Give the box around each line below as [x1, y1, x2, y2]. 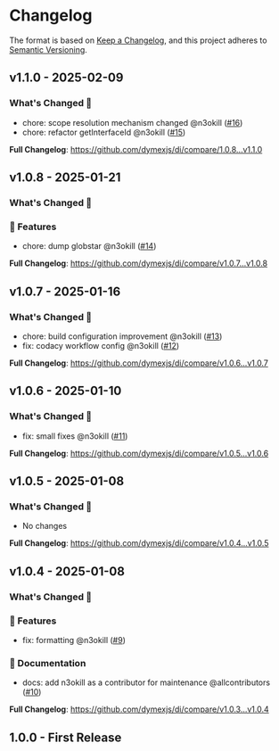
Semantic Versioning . [9, 44, 87, 54]
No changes [21, 521, 68, 532]
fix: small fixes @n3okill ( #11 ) [21, 430, 128, 442]
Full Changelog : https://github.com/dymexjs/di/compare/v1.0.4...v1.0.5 [9, 538, 269, 549]
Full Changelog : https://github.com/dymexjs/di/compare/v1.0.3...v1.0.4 [9, 704, 269, 714]
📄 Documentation [9, 656, 86, 669]
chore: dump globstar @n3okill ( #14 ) [21, 241, 157, 252]
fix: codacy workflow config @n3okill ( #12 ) [21, 340, 180, 351]
